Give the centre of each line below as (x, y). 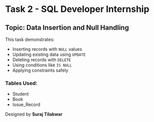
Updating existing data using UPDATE (49, 54)
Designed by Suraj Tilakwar (34, 114)
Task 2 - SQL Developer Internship (77, 9)
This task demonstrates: (30, 39)
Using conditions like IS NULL (42, 65)
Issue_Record (26, 105)
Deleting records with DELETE (41, 60)
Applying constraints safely (40, 70)
